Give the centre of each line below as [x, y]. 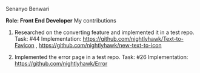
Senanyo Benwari [28, 9]
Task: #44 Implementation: [48, 39]
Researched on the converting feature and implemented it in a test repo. [104, 32]
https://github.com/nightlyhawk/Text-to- [133, 39]
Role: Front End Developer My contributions [61, 20]
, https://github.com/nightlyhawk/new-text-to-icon [98, 45]
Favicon [24, 45]
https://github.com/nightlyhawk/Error [61, 64]
